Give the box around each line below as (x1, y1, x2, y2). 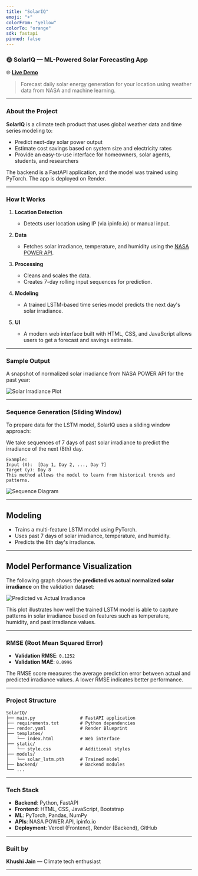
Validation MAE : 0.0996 (14, 658, 72, 665)
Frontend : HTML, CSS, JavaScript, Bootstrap (14, 806, 124, 812)
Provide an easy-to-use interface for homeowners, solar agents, (14, 151, 171, 158)
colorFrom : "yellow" (6, 19, 57, 25)
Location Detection (14, 208, 63, 215)
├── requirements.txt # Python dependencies (6, 720, 136, 726)
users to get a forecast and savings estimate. (23, 336, 133, 343)
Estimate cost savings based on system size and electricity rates (14, 145, 172, 152)
